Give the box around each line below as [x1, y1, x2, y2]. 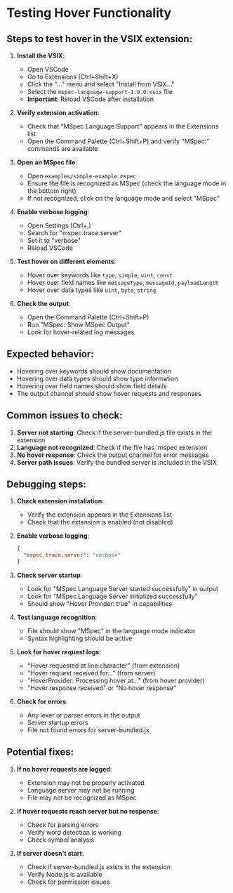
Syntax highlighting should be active [27, 634, 133, 643]
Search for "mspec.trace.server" [27, 229, 122, 237]
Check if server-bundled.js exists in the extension [27, 862, 171, 871]
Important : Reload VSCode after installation [27, 95, 154, 103]
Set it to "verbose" [27, 237, 81, 244]
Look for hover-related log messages [27, 328, 135, 336]
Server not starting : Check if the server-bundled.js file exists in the [16, 428, 212, 437]
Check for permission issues [27, 878, 110, 886]
